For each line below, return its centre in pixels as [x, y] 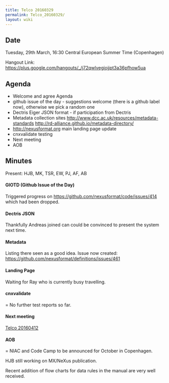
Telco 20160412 [22, 328]
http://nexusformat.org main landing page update [64, 129]
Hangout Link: [20, 62]
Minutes [19, 161]
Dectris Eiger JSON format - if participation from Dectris [72, 112]
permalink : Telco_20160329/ [35, 15]
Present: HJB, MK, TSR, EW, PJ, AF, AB [46, 173]
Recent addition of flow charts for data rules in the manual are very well [80, 371]
